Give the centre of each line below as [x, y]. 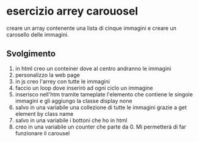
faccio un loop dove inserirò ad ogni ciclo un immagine [84, 88]
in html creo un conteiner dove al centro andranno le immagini [93, 68]
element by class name [44, 113]
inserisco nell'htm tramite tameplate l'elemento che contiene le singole [104, 94]
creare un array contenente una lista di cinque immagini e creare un [92, 28]
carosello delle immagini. [38, 34]
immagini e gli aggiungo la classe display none [74, 101]
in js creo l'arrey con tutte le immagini [62, 81]
